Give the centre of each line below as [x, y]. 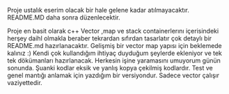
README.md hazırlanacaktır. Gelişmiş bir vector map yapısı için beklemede [115, 46]
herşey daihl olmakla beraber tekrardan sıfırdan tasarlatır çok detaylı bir [110, 38]
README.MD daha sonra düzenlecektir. [64, 17]
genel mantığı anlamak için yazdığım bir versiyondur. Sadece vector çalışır [113, 75]
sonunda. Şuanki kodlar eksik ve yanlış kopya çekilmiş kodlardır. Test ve [110, 68]
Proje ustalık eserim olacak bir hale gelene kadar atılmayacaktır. [98, 10]
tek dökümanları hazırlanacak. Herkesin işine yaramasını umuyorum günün [114, 61]
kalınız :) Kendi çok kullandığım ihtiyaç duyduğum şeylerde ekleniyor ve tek [115, 53]
